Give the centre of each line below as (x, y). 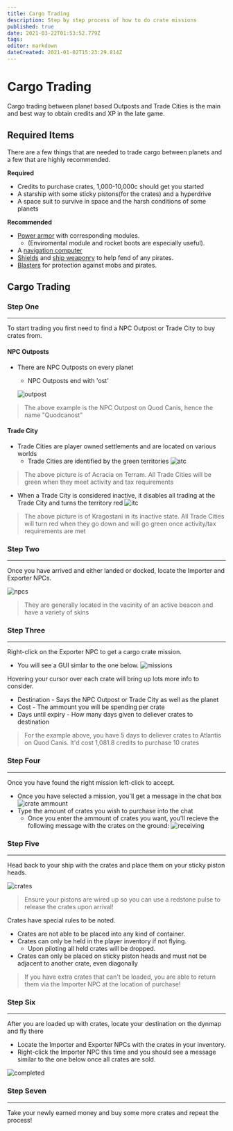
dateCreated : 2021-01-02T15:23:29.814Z (65, 53)
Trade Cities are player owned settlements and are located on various (116, 446)
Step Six (21, 1002)
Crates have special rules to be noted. (61, 920)
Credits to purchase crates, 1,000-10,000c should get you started (111, 186)
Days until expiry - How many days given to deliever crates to (105, 715)
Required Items (41, 135)
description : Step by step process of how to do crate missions (102, 20)
